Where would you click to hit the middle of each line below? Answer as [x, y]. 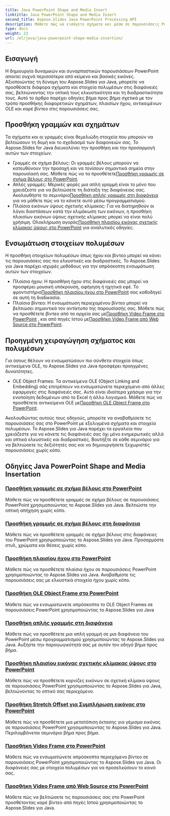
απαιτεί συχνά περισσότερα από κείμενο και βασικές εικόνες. [70, 76]
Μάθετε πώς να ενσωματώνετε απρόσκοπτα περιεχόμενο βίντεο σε [77, 757]
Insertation [23, 474]
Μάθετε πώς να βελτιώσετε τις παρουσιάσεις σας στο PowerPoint [75, 797]
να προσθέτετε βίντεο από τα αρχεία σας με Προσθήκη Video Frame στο [89, 314]
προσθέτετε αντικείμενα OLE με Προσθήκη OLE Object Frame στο [81, 403]
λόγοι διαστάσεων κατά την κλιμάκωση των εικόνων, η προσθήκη [82, 211]
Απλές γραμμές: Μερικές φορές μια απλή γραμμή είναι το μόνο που [84, 184]
